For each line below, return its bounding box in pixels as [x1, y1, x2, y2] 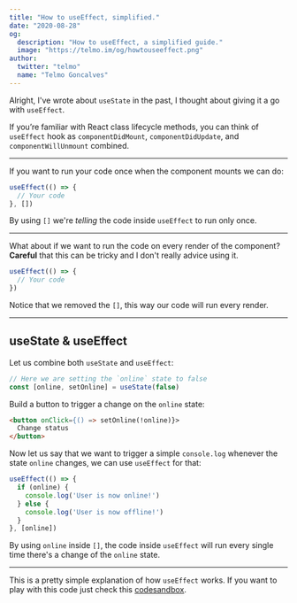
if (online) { [17, 483, 69, 492]
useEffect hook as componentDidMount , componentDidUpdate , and [9, 130, 240, 142]
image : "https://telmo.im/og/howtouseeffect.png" [17, 46, 203, 55]
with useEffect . [9, 104, 65, 115]
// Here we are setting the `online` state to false [9, 374, 208, 383]
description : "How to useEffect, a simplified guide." [17, 37, 224, 47]
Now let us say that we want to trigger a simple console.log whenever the [9, 448, 278, 459]
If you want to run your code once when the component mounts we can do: [9, 166, 285, 176]
